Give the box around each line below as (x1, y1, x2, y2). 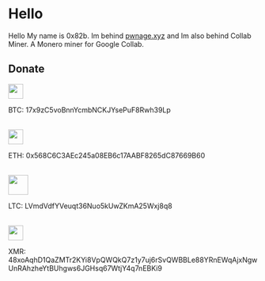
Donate (8, 63, 45, 76)
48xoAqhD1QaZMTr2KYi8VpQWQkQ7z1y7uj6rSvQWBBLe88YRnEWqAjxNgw (8, 255, 258, 264)
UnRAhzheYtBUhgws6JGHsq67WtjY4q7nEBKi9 (8, 263, 162, 273)
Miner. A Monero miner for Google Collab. (8, 39, 145, 48)
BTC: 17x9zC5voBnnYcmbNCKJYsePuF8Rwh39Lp (8, 104, 172, 115)
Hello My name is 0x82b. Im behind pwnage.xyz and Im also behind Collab (8, 31, 252, 40)
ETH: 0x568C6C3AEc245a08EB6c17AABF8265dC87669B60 (8, 150, 206, 160)
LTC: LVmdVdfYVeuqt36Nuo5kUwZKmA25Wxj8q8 (8, 201, 172, 211)
